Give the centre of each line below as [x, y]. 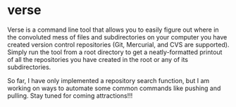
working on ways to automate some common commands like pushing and [114, 88]
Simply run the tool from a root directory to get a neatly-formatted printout [115, 52]
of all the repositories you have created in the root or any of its [98, 59]
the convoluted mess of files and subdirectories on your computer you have [117, 37]
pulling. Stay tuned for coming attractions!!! [70, 95]
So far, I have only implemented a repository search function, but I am [108, 80]
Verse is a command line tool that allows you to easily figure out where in [113, 30]
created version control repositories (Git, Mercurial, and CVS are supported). [118, 44]
